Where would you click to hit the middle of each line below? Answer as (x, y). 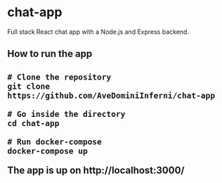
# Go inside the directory (66, 114)
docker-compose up (47, 151)
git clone (29, 86)
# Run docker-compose (54, 141)
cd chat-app (33, 123)
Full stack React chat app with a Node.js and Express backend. (98, 32)
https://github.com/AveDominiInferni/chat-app (111, 95)
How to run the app (50, 54)
